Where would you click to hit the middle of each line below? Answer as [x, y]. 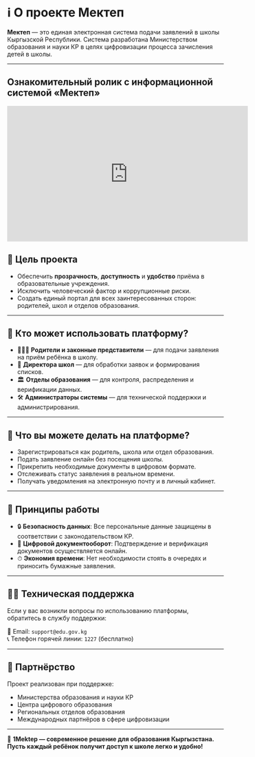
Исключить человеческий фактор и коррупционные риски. [104, 291]
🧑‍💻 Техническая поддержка [71, 594]
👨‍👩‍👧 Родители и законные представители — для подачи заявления [118, 350]
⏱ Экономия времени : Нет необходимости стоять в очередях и [112, 558]
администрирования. [48, 407]
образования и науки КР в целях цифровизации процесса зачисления [110, 46]
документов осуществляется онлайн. [72, 551]
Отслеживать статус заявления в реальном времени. [96, 474]
